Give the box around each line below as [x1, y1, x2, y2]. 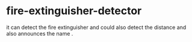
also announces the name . [6, 30, 73, 37]
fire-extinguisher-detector [6, 4, 142, 18]
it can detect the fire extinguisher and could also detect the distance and [6, 24, 187, 31]
